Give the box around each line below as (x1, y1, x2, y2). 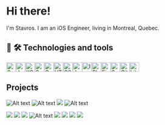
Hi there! (6, 4, 51, 18)
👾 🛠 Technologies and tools (6, 42, 113, 53)
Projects (6, 83, 39, 93)
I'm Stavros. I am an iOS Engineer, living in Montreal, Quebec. (6, 24, 160, 32)
